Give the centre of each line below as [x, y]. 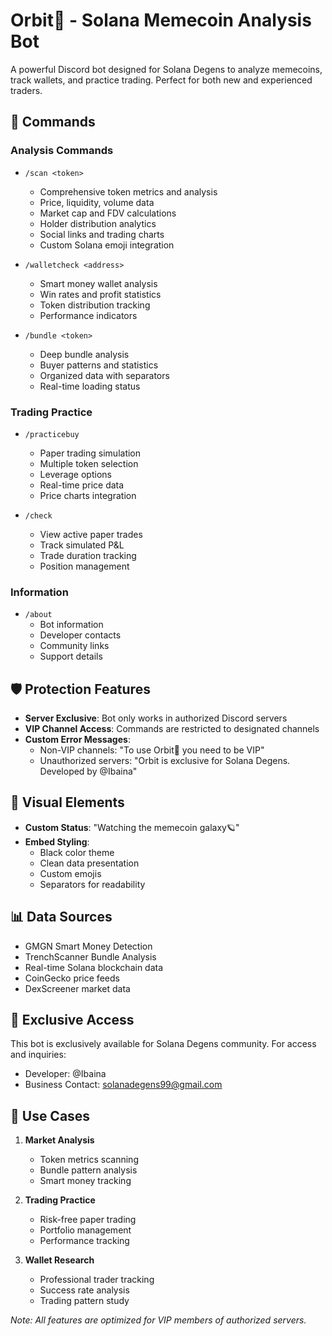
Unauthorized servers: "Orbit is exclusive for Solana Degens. [165, 761]
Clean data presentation [89, 863]
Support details [71, 656]
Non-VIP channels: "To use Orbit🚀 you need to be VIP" [152, 750]
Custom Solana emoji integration [107, 245]
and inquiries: [38, 1055]
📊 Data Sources [61, 917]
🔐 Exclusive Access [72, 1020]
